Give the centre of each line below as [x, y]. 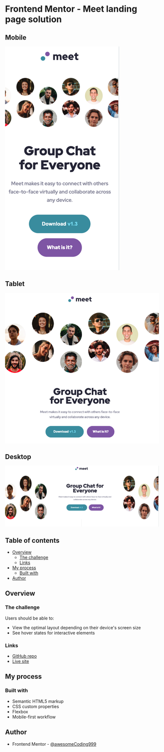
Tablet [15, 284]
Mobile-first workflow [34, 717]
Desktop [18, 456]
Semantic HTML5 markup [38, 701]
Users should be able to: [30, 618]
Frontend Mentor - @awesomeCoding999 [54, 744]
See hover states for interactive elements [53, 633]
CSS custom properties [36, 706]
